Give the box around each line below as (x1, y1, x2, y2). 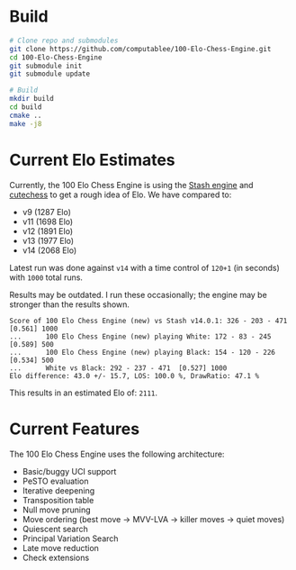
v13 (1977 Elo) (22, 235, 75, 246)
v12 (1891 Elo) (22, 225, 74, 236)
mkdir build (9, 95, 54, 104)
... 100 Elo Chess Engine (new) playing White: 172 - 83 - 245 (9, 331, 272, 341)
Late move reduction (22, 542, 99, 553)
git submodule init (9, 61, 83, 70)
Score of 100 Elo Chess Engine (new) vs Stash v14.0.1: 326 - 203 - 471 (9, 316, 288, 325)
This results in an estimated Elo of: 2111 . (9, 387, 158, 398)
